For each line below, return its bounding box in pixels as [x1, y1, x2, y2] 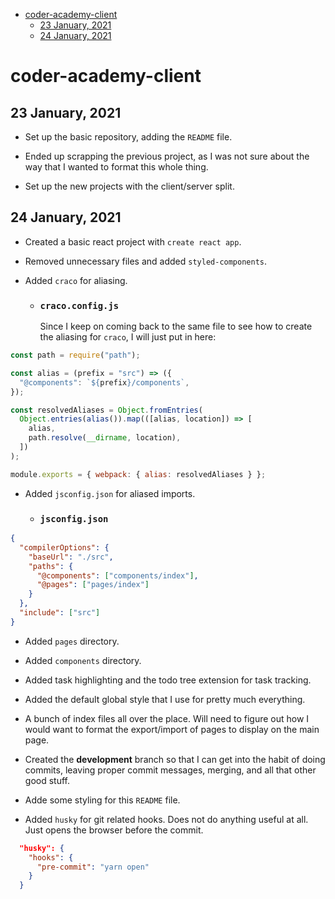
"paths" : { [28, 561, 74, 571]
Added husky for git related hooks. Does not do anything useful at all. [24, 813, 309, 825]
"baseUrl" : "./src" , [28, 552, 114, 562]
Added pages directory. [24, 635, 120, 647]
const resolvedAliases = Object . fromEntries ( [10, 405, 203, 415]
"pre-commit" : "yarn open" [36, 862, 150, 872]
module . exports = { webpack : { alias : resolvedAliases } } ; [10, 469, 267, 479]
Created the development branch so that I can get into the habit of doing [24, 753, 326, 765]
